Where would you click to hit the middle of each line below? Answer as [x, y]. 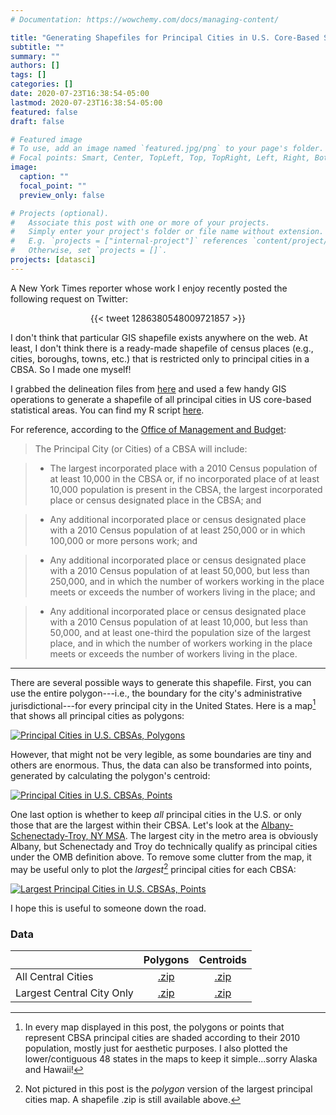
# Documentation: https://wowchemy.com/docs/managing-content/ [145, 19]
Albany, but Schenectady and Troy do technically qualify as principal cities [164, 847]
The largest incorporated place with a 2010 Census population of [183, 468]
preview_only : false [62, 195]
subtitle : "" [37, 47]
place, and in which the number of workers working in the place [181, 643]
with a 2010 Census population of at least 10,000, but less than [179, 622]
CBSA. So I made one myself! [71, 369]
